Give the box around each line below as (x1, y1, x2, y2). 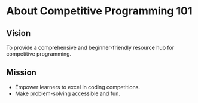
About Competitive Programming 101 (6, 4, 193, 18)
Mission (6, 68, 37, 78)
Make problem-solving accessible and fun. (14, 90, 121, 97)
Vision (6, 28, 31, 38)
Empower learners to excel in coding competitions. (14, 83, 141, 90)
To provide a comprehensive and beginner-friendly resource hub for (6, 44, 175, 51)
